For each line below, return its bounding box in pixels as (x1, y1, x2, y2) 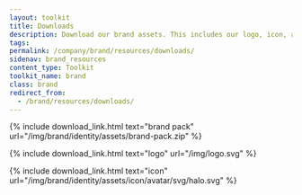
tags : (9, 38, 30, 48)
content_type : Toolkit (9, 64, 94, 73)
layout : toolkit (9, 13, 70, 22)
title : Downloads (9, 22, 75, 31)
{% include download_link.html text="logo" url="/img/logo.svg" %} (9, 148, 257, 159)
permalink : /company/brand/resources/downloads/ (9, 47, 195, 56)
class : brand (9, 80, 58, 89)
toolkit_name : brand (9, 72, 87, 81)
